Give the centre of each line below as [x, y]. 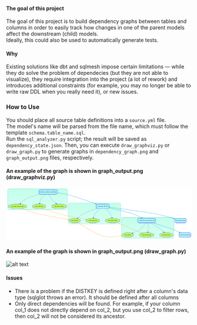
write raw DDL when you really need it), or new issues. [72, 92]
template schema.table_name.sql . [46, 132]
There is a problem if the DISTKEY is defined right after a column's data [101, 291]
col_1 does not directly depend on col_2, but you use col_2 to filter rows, [102, 310]
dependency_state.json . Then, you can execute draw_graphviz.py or [88, 145]
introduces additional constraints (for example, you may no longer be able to [98, 86]
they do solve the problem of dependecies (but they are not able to [87, 73]
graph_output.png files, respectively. [50, 157]
